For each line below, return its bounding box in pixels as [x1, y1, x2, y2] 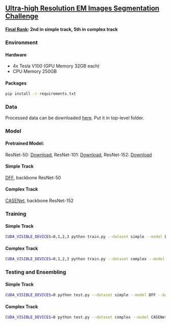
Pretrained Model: [5, 140, 44, 146]
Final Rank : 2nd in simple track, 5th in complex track [5, 26, 118, 32]
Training [5, 210, 26, 217]
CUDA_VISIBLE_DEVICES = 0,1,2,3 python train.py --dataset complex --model [5, 257, 165, 262]
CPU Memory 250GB [12, 68, 57, 74]
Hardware [5, 51, 27, 58]
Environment [5, 39, 38, 46]
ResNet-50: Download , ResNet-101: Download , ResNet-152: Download [5, 151, 152, 157]
